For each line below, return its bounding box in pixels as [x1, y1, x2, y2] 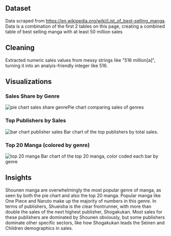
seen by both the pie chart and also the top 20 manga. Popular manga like [5, 192, 161, 199]
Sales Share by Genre [5, 92, 60, 99]
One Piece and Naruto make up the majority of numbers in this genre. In [5, 198, 157, 204]
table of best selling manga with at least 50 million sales [5, 28, 123, 35]
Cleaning [5, 44, 35, 52]
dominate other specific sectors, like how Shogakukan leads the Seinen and [5, 220, 165, 226]
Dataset [5, 4, 31, 13]
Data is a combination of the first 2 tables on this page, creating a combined [5, 23, 165, 29]
